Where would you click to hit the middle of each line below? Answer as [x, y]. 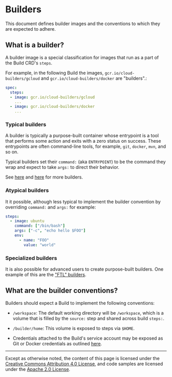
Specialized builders [31, 258]
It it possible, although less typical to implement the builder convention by [83, 202]
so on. [12, 152]
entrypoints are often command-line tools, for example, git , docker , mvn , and [86, 146]
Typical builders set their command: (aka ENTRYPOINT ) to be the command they [85, 162]
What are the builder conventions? [62, 291]
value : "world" [40, 245]
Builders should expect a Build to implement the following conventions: [80, 303]
